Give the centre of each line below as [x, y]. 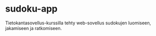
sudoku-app [32, 9]
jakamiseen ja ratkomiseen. [34, 28]
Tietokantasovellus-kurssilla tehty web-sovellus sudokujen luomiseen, [78, 23]
